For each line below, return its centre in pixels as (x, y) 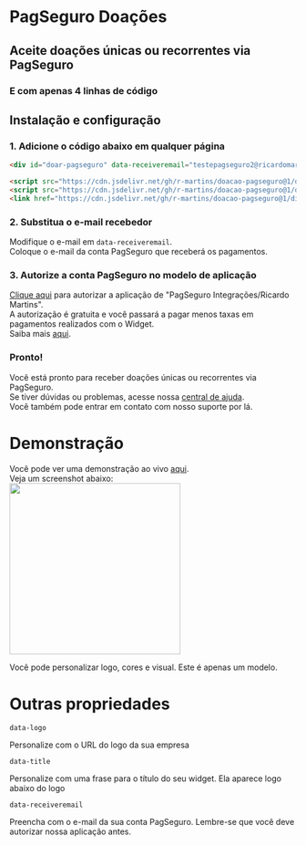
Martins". (26, 305)
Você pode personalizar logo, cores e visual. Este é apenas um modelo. (143, 667)
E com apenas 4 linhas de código (83, 90)
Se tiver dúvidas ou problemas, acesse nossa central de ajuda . (127, 397)
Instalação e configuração (85, 120)
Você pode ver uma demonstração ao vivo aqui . (99, 468)
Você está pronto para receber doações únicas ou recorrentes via (133, 377)
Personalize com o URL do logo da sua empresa (99, 745)
